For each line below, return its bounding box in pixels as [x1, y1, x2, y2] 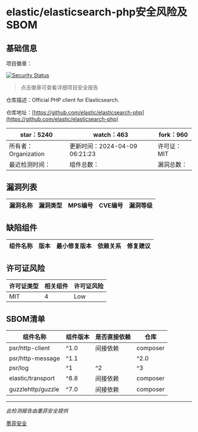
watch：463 [93, 131, 128, 138]
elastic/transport [9, 374, 55, 382]
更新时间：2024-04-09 [70, 142, 137, 150]
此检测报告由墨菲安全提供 [6, 407, 68, 414]
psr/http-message [9, 354, 60, 362]
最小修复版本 [56, 242, 93, 250]
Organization [9, 150, 45, 158]
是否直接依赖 [95, 333, 131, 341]
